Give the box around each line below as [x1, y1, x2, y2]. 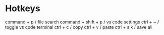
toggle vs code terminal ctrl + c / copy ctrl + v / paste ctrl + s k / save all [5, 24, 153, 30]
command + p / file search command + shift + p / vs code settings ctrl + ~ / [5, 19, 160, 25]
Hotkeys [5, 3, 41, 14]
